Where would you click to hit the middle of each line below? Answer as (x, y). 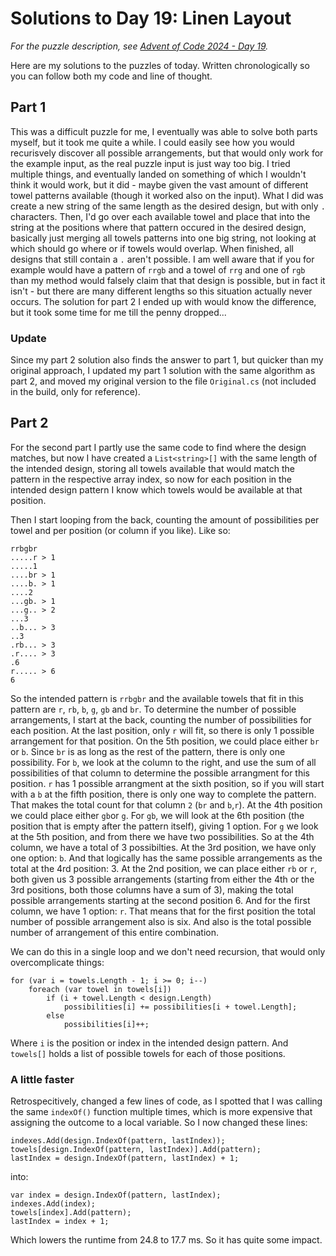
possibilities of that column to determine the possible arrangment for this (160, 773)
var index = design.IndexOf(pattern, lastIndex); (116, 1195)
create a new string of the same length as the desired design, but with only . (168, 206)
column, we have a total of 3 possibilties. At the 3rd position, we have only (163, 847)
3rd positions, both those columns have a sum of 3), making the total (152, 889)
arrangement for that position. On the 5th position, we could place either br (165, 741)
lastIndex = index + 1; (60, 1222)
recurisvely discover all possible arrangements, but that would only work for (167, 153)
